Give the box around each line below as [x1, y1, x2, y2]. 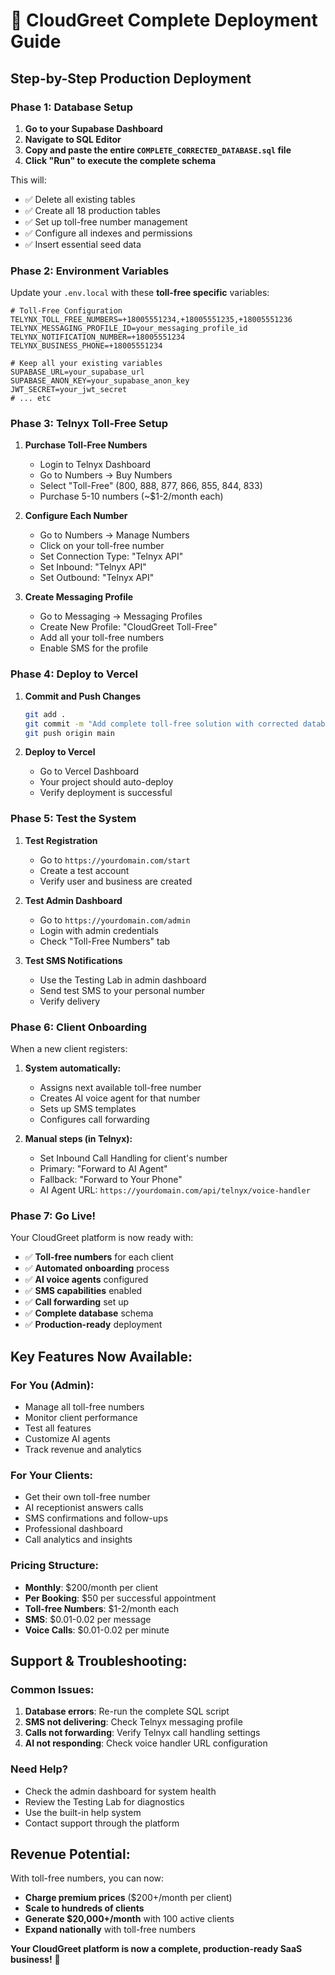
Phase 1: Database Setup [10, 100, 134, 114]
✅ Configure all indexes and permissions [24, 227, 193, 239]
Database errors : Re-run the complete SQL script [24, 1705, 230, 1718]
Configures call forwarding [39, 1113, 150, 1125]
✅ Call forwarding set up [24, 1296, 130, 1308]
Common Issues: [10, 1682, 95, 1696]
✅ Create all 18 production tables [24, 204, 161, 216]
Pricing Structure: [10, 1559, 100, 1573]
